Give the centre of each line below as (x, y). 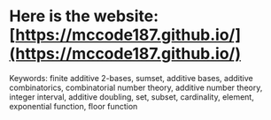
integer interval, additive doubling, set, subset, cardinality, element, (132, 97)
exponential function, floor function (74, 106)
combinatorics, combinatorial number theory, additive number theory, (136, 87)
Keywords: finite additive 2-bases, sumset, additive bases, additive (132, 78)
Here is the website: (84, 16)
